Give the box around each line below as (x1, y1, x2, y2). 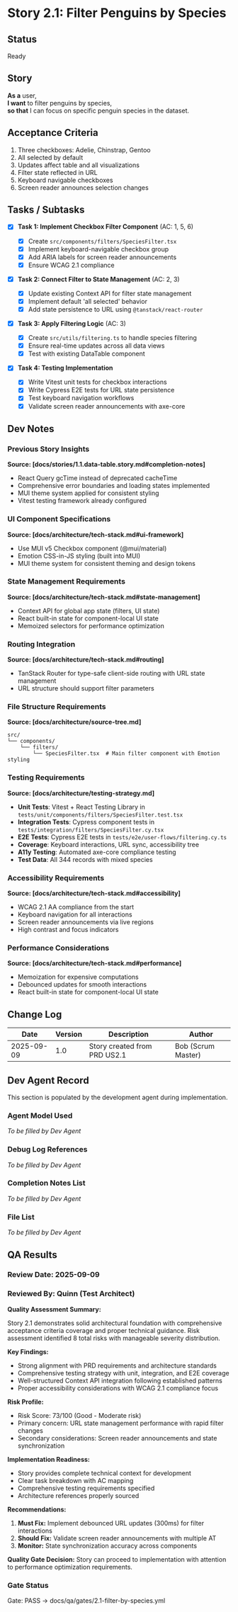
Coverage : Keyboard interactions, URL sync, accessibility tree (17, 840, 200, 848)
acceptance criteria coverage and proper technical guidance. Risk (7, 1326, 200, 1334)
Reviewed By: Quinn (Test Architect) (7, 1289, 135, 1299)
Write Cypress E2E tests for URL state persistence (28, 386, 175, 395)
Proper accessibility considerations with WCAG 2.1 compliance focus (17, 1383, 219, 1392)
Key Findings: (7, 1347, 49, 1356)
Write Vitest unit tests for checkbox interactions (28, 378, 168, 387)
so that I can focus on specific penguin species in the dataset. (7, 106, 190, 115)
